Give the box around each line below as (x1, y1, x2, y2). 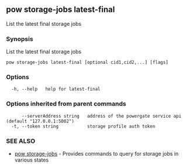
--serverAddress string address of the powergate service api (21, 113, 182, 119)
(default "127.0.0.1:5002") (6, 118, 75, 124)
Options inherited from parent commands (6, 100, 127, 108)
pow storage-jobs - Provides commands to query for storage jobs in (14, 150, 179, 157)
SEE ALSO (6, 137, 36, 145)
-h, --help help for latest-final (11, 86, 101, 92)
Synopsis (6, 35, 33, 43)
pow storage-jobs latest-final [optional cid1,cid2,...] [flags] (6, 60, 168, 66)
